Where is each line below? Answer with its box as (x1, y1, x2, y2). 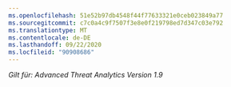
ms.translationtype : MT (8, 26, 88, 34)
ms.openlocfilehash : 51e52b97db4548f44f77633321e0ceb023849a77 (8, 11, 224, 20)
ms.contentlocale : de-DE (8, 33, 91, 42)
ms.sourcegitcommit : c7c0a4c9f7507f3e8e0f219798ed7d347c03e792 (8, 19, 224, 27)
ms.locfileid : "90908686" (8, 48, 94, 56)
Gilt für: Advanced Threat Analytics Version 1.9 (8, 70, 163, 79)
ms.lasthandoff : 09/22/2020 (8, 41, 102, 49)
